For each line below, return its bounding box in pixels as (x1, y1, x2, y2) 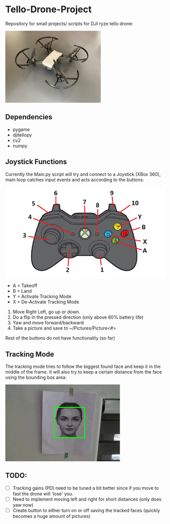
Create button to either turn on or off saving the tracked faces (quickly (12, 508, 160, 514)
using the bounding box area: (5, 375, 67, 381)
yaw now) (12, 502, 34, 508)
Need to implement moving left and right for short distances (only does (12, 496, 162, 502)
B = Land (12, 288, 32, 294)
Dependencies (5, 113, 52, 121)
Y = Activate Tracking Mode (12, 293, 72, 300)
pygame (12, 126, 30, 133)
